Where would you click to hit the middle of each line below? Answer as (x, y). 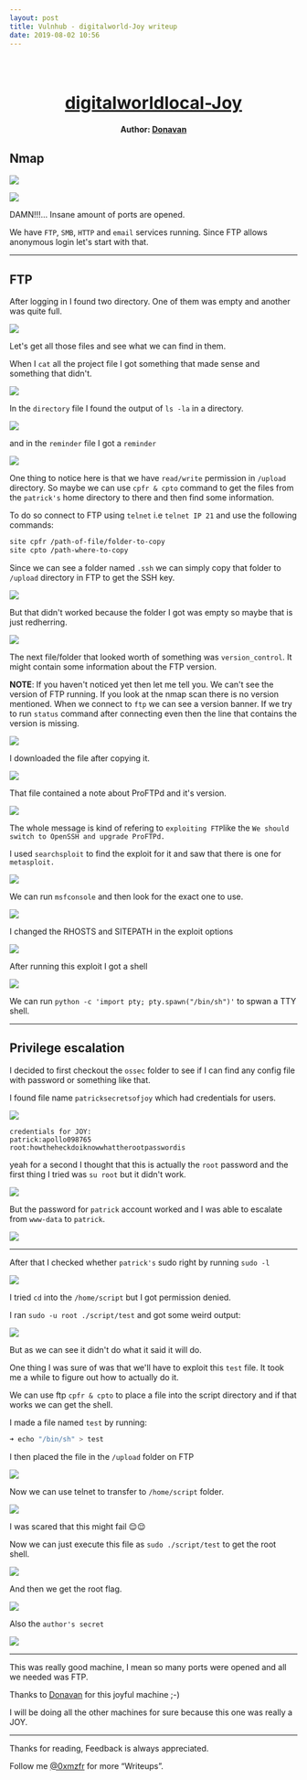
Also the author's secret (57, 1624)
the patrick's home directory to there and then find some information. (142, 498)
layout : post (34, 18)
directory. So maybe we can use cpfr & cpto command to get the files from (152, 488)
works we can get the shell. (61, 1404)
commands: (32, 525)
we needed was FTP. (49, 1677)
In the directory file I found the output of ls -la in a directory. (127, 409)
